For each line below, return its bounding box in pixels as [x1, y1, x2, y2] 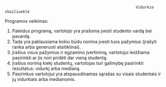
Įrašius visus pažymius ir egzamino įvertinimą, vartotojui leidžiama [12, 50, 150, 55]
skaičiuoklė [5, 9, 30, 14]
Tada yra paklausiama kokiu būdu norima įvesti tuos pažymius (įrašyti [12, 38, 157, 45]
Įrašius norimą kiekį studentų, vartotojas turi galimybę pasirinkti [12, 60, 144, 66]
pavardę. [12, 33, 31, 39]
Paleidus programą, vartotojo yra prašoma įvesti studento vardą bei [12, 28, 152, 34]
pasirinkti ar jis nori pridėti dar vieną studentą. [12, 55, 108, 61]
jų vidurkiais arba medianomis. [12, 76, 76, 82]
